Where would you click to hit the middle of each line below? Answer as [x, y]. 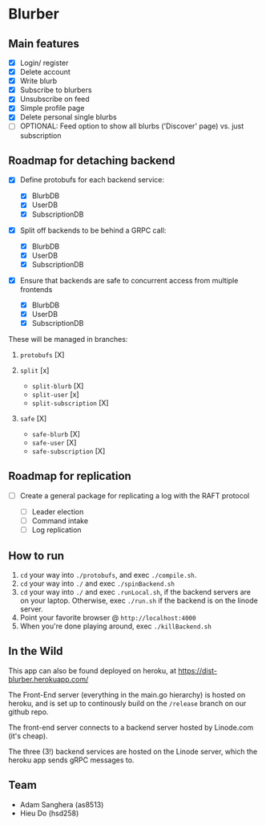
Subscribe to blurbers [56, 90]
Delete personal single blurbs [69, 117]
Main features [44, 44]
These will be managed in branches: [68, 339]
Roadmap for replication [70, 476]
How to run [36, 556]
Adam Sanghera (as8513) [62, 804]
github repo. [28, 712]
